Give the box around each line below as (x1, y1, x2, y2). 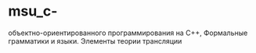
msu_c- (8, 2, 58, 20)
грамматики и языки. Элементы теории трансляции (8, 36, 182, 45)
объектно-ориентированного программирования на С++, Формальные (8, 28, 248, 37)
